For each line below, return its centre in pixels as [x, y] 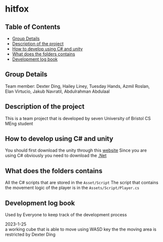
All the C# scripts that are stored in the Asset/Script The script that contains [82, 183]
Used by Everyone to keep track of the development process [66, 215]
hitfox [17, 9]
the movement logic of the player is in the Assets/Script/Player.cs [72, 188]
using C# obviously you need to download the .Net [56, 156]
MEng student [19, 123]
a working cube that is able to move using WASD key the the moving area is [81, 229]
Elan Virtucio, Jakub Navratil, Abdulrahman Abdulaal [57, 91]
